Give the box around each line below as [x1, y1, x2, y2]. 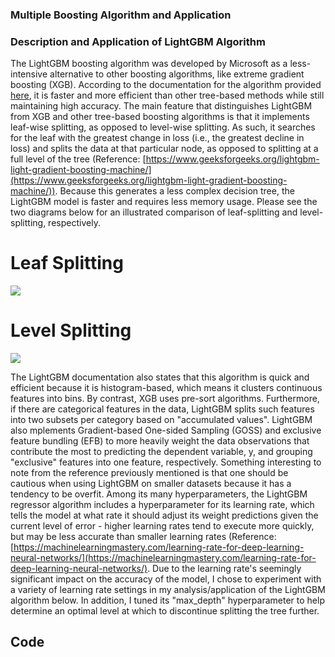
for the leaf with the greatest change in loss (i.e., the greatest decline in [10, 132, 305, 144]
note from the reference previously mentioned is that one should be [10, 467, 289, 479]
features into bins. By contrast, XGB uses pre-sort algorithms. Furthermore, [10, 393, 320, 405]
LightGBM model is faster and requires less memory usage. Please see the [10, 196, 318, 208]
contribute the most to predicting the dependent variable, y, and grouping [10, 446, 313, 458]
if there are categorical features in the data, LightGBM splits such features [10, 403, 315, 415]
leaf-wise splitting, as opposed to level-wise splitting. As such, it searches [10, 121, 316, 133]
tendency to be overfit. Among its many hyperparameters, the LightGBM [10, 488, 308, 500]
